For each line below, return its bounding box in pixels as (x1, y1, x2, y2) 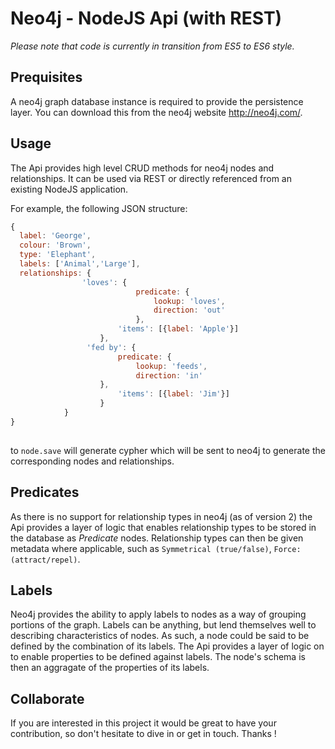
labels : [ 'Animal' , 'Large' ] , (19, 259, 141, 269)
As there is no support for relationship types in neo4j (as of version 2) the (10, 510, 313, 522)
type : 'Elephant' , (19, 250, 97, 260)
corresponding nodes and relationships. (10, 455, 175, 467)
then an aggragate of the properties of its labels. (10, 662, 210, 674)
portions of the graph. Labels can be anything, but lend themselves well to (10, 619, 317, 631)
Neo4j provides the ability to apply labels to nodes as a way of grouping (10, 608, 307, 621)
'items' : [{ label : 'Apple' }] (117, 324, 240, 334)
